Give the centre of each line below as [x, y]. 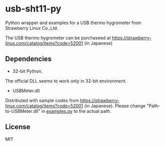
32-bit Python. [27, 71]
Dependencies [28, 59]
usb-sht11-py [33, 9]
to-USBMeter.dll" [23, 111]
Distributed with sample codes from [42, 100]
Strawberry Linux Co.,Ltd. [32, 28]
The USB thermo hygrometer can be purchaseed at [58, 38]
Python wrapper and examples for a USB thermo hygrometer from [73, 23]
